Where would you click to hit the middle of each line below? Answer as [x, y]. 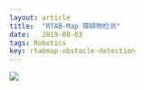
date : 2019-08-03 [46, 34]
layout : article [40, 18]
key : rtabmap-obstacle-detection [72, 51]
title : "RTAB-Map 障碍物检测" [65, 26]
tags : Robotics [38, 43]
